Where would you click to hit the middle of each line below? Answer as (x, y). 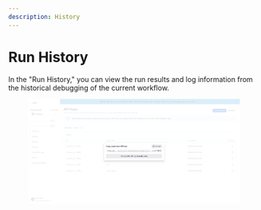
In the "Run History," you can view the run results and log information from (130, 79)
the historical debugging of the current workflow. (89, 87)
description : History (44, 17)
